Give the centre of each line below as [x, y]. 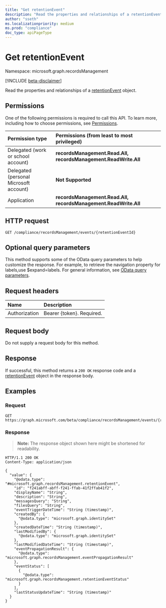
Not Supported [73, 180]
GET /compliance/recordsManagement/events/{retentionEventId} [70, 232]
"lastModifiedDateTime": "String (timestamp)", [64, 544]
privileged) [69, 141]
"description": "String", [41, 497]
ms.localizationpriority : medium [40, 24]
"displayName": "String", [41, 492]
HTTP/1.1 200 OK [22, 458]
